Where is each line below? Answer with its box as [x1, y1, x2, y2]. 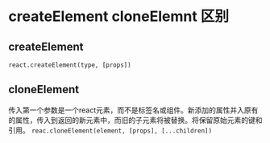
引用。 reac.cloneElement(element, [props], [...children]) [8, 125, 212, 135]
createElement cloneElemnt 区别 [8, 7, 230, 26]
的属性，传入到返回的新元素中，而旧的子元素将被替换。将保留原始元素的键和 [8, 115, 263, 125]
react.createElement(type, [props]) [8, 61, 131, 69]
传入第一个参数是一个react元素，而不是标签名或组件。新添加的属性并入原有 [8, 105, 259, 115]
